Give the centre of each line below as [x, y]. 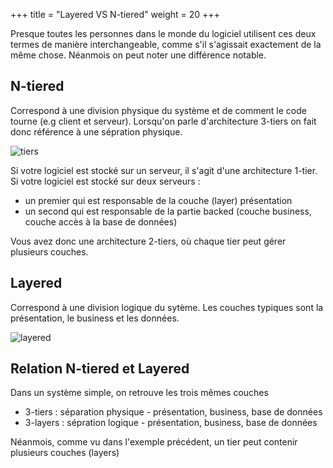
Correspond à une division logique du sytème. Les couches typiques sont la [167, 307]
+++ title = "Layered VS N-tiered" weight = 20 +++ [115, 14]
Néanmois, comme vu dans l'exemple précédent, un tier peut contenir [154, 442]
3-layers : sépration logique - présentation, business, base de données [171, 423]
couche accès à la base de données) [101, 221]
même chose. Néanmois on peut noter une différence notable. [138, 55]
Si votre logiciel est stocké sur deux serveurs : [105, 181]
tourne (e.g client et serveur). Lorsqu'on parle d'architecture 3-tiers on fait [163, 121]
